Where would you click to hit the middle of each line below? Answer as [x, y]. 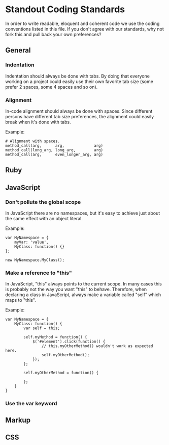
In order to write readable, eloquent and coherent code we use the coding [82, 23]
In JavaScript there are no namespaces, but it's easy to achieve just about [83, 213]
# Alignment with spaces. [32, 141]
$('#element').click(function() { [69, 342]
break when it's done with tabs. [38, 122]
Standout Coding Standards [65, 9]
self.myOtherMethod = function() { [61, 373]
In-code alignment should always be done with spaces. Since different [79, 111]
